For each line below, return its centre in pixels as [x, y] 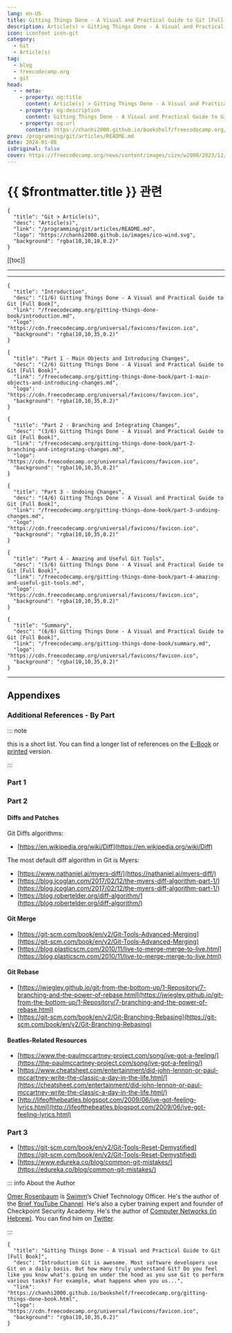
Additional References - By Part [61, 715]
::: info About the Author [41, 1183]
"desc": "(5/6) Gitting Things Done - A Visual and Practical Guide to [119, 565]
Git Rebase [23, 972]
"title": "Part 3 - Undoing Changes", [69, 492]
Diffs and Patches [33, 817]
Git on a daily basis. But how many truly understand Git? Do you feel [112, 1269]
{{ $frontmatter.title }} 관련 [85, 192]
